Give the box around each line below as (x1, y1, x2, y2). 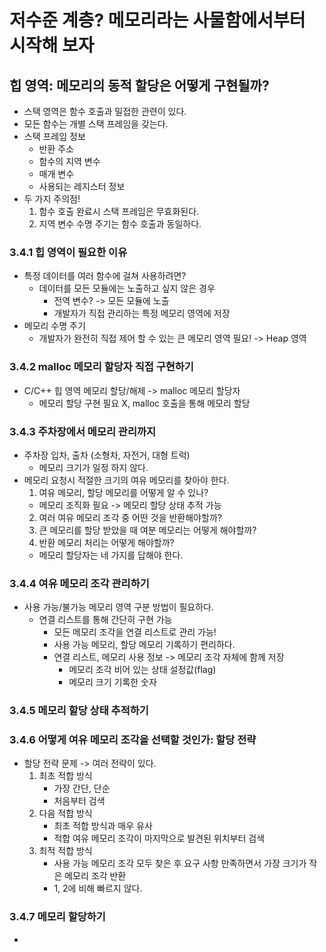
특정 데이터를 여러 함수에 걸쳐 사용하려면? (23, 270, 187, 282)
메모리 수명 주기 (23, 320, 86, 332)
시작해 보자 (9, 34, 95, 57)
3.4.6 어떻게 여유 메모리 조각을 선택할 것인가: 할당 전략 (9, 733, 257, 747)
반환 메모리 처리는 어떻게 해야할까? (38, 536, 175, 548)
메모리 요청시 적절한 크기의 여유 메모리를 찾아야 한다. (23, 474, 230, 486)
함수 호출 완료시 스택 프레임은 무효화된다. (38, 206, 200, 217)
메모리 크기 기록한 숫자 (68, 676, 157, 688)
